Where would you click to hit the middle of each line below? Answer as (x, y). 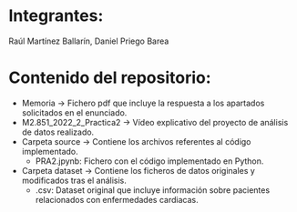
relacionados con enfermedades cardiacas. (117, 199)
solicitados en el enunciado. (74, 112)
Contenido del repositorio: (110, 78)
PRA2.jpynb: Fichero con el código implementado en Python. (149, 161)
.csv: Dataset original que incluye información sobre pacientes (153, 190)
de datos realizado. (58, 132)
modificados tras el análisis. (74, 180)
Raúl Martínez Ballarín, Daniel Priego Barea (89, 41)
